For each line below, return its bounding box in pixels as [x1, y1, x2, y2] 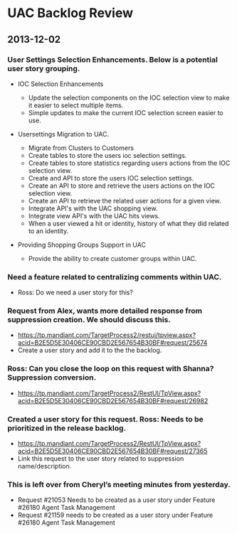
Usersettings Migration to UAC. [17, 129, 110, 138]
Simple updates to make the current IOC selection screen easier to [28, 108, 224, 117]
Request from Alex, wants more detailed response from [7, 306, 203, 316]
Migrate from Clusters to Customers [28, 144, 134, 152]
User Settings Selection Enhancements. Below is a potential [7, 55, 218, 65]
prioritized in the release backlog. [7, 423, 127, 433]
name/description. [17, 462, 72, 471]
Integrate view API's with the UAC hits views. [28, 211, 160, 220]
